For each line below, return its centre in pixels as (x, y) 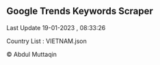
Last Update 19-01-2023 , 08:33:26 (56, 27)
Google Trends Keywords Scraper (80, 11)
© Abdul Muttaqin (32, 54)
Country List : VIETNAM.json (46, 41)
